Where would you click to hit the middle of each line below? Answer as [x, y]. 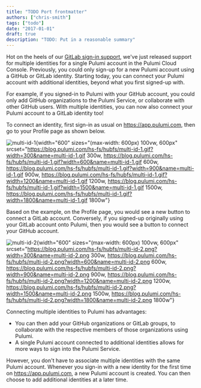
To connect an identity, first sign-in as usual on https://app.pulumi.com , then [101, 125]
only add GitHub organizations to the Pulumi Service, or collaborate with [95, 100]
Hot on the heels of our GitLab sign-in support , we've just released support [99, 57]
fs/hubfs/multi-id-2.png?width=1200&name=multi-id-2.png [79, 281]
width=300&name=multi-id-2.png [48, 255]
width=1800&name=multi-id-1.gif [47, 200]
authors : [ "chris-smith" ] [38, 17]
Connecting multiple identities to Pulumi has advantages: [76, 312]
